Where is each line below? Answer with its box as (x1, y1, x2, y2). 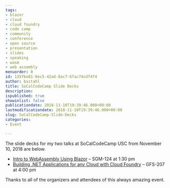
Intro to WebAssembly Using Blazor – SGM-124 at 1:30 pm (12, 156, 135, 162)
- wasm (5, 60, 19, 65)
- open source (5, 41, 36, 46)
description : (5, 88, 33, 94)
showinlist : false (5, 98, 45, 103)
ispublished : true (5, 93, 45, 98)
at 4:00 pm (12, 166, 36, 173)
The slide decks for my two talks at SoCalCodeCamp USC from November (5, 140, 162, 147)
